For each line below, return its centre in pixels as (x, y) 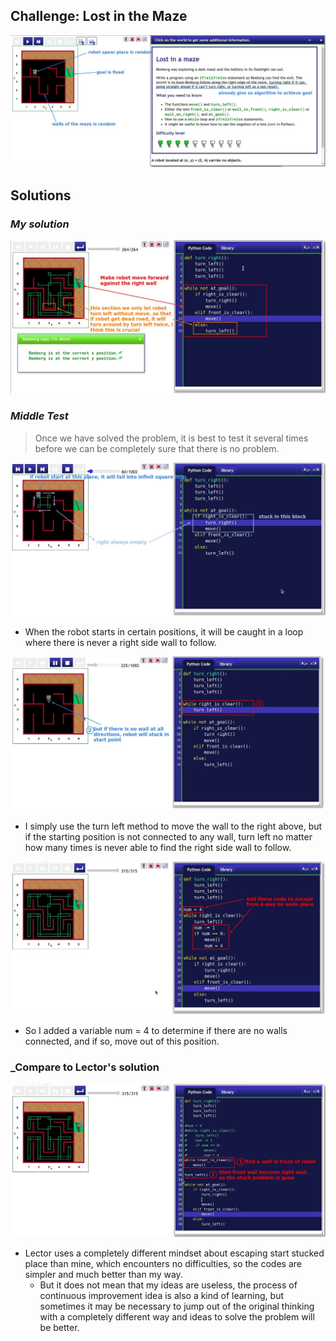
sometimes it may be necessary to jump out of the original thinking (177, 1306)
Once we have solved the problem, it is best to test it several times (171, 438)
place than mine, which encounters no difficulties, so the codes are (163, 1264)
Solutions (41, 195)
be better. (59, 1328)
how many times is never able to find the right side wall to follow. (158, 847)
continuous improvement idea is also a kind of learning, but (162, 1296)
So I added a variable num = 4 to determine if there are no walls (156, 1031)
